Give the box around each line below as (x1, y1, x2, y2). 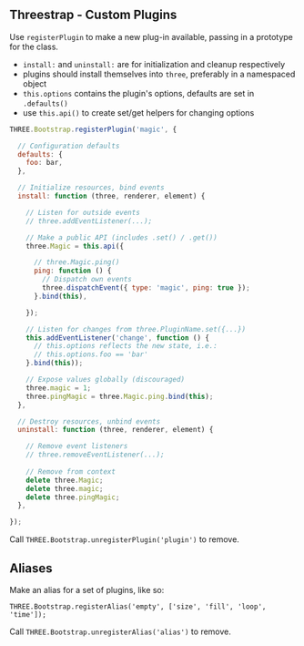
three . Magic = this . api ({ (25, 241, 125, 251)
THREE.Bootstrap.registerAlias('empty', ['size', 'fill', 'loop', (9, 602, 267, 611)
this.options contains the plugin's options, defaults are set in (22, 87, 255, 98)
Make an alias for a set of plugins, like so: (9, 585, 165, 595)
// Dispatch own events (42, 275, 132, 284)
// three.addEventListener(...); (25, 216, 153, 226)
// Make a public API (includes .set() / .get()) (25, 232, 218, 242)
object (22, 77, 47, 89)
